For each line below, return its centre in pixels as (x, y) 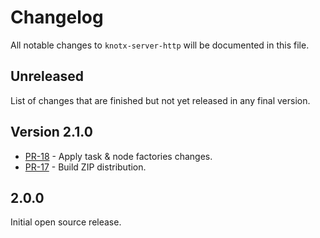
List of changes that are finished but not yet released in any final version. (160, 100)
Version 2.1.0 (51, 132)
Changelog (57, 17)
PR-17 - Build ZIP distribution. (85, 167)
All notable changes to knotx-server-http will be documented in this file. (160, 45)
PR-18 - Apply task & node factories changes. (118, 156)
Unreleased (47, 76)
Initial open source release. (66, 222)
